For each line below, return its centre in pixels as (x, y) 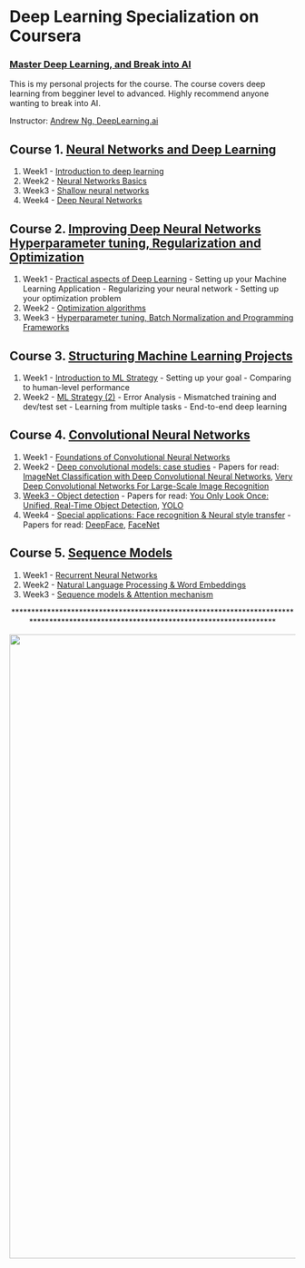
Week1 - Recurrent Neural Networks (90, 575)
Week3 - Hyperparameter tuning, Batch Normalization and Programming (158, 318)
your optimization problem (72, 299)
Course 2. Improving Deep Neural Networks (135, 229)
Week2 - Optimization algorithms (84, 308)
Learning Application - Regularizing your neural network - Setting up (151, 289)
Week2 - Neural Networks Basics (84, 181)
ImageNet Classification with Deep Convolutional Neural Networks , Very (157, 476)
